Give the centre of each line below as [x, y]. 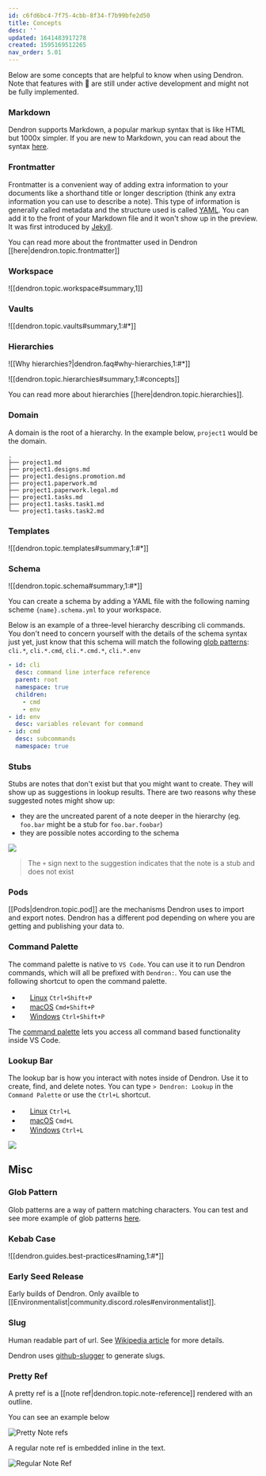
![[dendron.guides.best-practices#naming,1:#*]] [86, 1256]
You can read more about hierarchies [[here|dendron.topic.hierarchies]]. [126, 394]
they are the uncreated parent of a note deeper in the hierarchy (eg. [130, 816]
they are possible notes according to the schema [99, 833]
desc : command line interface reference [83, 673]
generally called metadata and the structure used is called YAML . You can [129, 209]
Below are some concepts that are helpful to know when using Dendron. [126, 75]
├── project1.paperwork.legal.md [63, 490]
